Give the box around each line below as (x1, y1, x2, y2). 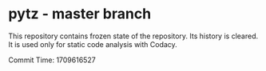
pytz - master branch (8, 5, 152, 23)
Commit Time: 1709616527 (8, 55, 96, 65)
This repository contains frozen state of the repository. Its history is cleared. (8, 31, 258, 41)
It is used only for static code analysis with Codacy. (8, 39, 177, 49)
